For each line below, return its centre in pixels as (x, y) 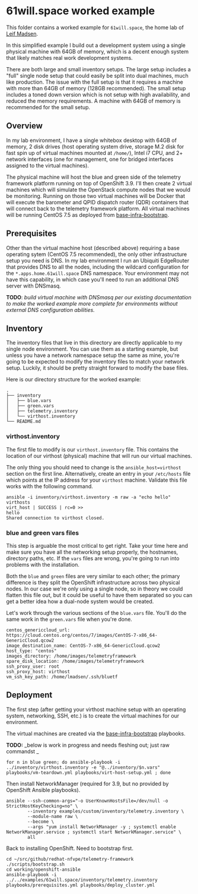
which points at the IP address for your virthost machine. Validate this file (97, 480)
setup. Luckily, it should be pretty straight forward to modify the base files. (97, 368)
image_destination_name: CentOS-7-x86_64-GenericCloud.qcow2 (83, 646)
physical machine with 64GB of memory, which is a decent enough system (97, 51)
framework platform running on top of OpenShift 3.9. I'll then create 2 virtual (99, 183)
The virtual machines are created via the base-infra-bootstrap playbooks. (96, 733)
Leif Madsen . (22, 33)
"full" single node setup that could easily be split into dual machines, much (97, 75)
